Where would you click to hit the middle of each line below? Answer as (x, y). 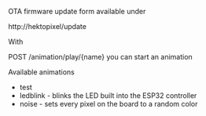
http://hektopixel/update (47, 26)
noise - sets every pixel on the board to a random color (109, 104)
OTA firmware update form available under (77, 11)
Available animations (41, 72)
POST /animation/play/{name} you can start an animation (100, 57)
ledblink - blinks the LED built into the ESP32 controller (108, 96)
